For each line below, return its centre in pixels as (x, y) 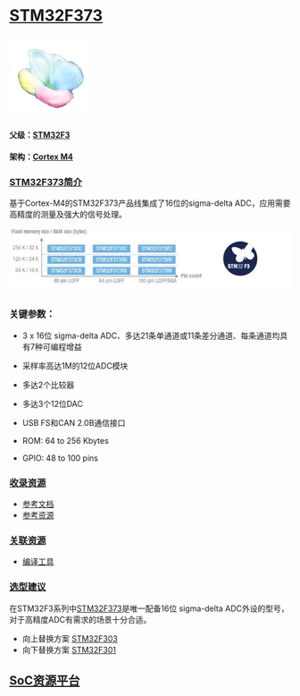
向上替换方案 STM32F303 (70, 638)
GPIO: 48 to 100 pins (60, 458)
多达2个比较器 (48, 385)
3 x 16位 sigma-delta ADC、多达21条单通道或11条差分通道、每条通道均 (151, 335)
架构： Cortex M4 (41, 157)
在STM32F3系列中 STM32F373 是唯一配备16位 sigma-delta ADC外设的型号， (149, 608)
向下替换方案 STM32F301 (69, 649)
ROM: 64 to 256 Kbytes (65, 440)
